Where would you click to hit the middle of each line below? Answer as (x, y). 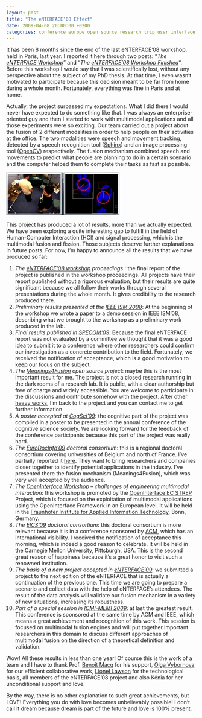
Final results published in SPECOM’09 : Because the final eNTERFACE (101, 332)
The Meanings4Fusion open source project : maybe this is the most (98, 371)
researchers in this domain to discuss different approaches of (91, 634)
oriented (17, 119)
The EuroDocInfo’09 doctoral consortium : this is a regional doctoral (99, 448)
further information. (39, 410)
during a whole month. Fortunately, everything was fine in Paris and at (93, 88)
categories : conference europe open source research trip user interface (101, 32)
